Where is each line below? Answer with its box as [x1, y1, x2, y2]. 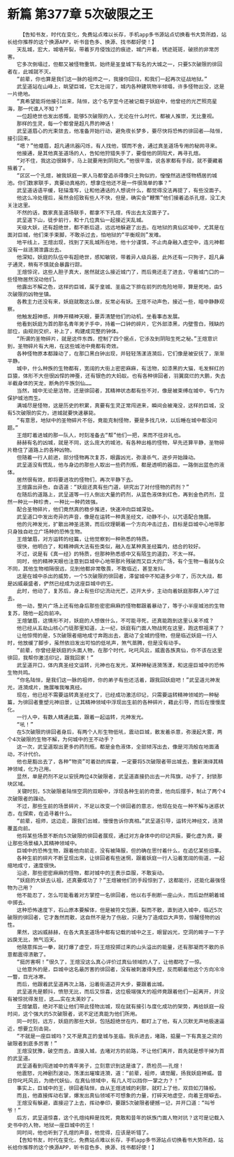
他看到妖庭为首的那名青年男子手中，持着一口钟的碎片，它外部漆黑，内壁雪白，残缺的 [16, 320, 225, 327]
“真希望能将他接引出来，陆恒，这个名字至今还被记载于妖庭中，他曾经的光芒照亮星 [16, 98, 218, 105]
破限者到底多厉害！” [7, 1040, 58, 1047]
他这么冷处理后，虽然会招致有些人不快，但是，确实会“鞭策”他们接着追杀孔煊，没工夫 [16, 194, 226, 201]
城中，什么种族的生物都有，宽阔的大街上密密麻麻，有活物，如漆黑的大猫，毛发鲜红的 [16, 364, 225, 372]
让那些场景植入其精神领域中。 [7, 839, 80, 847]
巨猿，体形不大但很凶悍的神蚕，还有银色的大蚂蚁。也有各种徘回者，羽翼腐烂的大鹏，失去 [7, 372, 226, 379]
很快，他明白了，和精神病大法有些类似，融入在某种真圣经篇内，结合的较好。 [16, 543, 204, 550]
